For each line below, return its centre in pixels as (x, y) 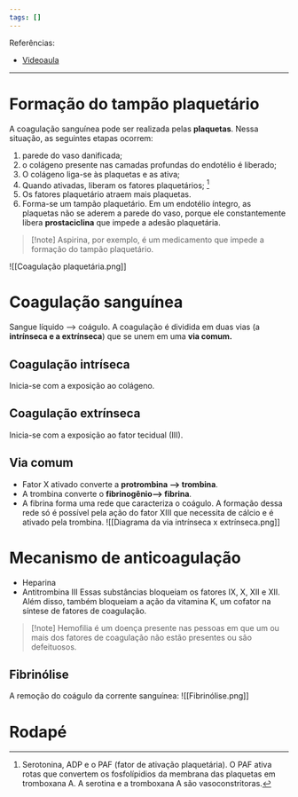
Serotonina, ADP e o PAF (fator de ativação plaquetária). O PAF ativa (147, 765)
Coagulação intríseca (70, 364)
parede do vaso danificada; (72, 155)
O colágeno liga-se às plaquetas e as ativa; (101, 174)
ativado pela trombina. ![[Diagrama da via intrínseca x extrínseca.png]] (151, 522)
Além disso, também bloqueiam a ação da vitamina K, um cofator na (146, 601)
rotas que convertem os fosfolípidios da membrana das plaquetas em (149, 774)
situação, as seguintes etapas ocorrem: (81, 138)
